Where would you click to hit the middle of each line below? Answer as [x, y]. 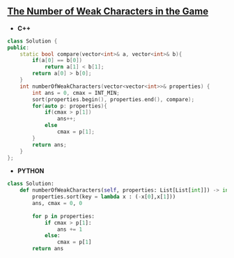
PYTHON [31, 171]
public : [18, 47]
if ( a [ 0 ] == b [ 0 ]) [57, 61]
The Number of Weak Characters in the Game [108, 12]
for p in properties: [64, 216]
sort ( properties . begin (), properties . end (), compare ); [114, 99]
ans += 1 [69, 229]
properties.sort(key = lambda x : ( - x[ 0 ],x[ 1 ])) [104, 197]
